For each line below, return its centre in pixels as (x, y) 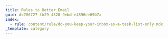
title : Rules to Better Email (38, 10)
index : (12, 19)
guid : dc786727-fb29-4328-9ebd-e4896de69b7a (53, 15)
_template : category (27, 29)
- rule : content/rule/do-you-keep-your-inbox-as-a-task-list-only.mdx (87, 24)
